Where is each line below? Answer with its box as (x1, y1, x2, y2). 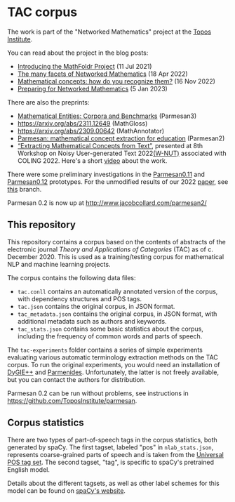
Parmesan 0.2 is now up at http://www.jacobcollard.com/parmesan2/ (7, 198, 207, 207)
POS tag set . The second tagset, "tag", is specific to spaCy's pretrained (7, 458, 214, 466)
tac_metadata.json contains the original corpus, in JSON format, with (17, 310, 217, 318)
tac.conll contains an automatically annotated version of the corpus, (17, 287, 218, 296)
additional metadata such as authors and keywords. (17, 317, 167, 325)
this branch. (7, 185, 42, 193)
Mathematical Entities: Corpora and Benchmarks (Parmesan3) (17, 112, 197, 120)
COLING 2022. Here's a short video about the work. (17, 156, 168, 165)
